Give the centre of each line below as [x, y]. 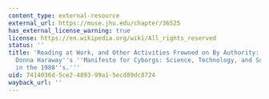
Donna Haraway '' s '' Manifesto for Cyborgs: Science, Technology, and [134, 61]
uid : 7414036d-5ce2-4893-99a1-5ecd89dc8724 [82, 75]
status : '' [26, 46]
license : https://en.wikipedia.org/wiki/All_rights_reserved [112, 38]
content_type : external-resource [64, 16]
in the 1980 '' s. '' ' [48, 68]
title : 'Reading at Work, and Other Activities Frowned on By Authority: [134, 53]
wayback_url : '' [35, 82]
